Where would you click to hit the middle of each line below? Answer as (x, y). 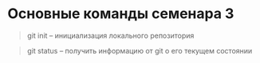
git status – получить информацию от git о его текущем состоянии (140, 50)
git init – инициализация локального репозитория (110, 35)
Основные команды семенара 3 (121, 14)
